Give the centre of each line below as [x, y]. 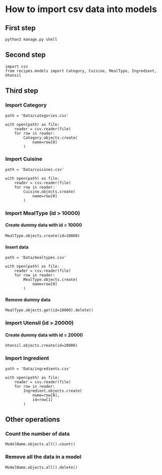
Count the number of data [37, 434]
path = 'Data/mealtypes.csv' [36, 258]
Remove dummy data [28, 300]
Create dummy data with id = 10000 [44, 225]
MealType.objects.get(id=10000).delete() [49, 310]
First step [20, 28]
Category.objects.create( [51, 138]
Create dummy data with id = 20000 [44, 335]
